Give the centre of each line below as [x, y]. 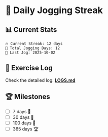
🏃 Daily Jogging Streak [54, 10]
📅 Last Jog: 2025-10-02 [30, 53]
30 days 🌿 [23, 117]
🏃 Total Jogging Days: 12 [32, 48]
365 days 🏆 [26, 129]
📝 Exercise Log [29, 68]
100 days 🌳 [24, 123]
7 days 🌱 [22, 111]
